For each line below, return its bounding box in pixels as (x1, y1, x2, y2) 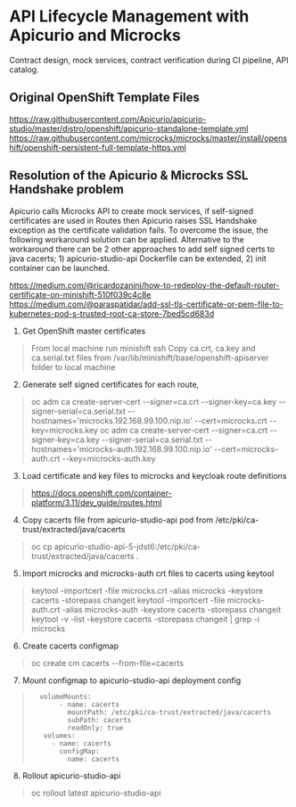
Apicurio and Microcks (9, 25, 181, 45)
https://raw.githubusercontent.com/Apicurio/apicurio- (9, 113, 207, 124)
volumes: (43, 731, 76, 740)
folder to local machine (30, 361, 116, 372)
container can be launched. (9, 262, 110, 273)
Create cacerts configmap (21, 640, 119, 651)
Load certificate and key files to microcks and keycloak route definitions (21, 470, 287, 481)
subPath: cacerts (67, 715, 132, 724)
